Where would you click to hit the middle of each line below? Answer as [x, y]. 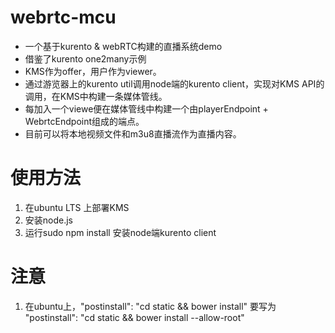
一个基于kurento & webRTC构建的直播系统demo [123, 46]
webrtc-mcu [63, 17]
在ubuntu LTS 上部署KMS [77, 207]
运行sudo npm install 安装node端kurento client [120, 232]
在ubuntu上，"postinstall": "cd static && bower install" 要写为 [150, 306]
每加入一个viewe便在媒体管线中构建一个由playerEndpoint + [146, 108]
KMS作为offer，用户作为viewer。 [93, 71]
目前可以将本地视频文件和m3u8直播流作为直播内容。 [133, 133]
